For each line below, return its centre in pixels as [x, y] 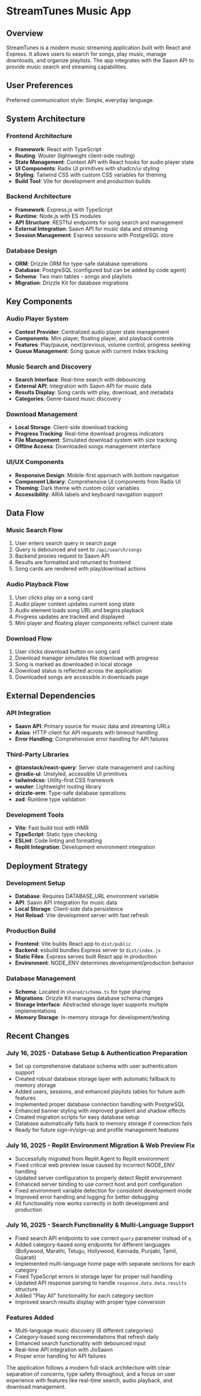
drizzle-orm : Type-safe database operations [70, 793]
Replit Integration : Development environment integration [85, 847]
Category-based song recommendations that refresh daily [87, 1337]
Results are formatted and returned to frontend [73, 562]
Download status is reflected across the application [78, 670]
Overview [25, 33]
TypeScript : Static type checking [56, 834]
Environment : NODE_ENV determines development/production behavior [104, 963]
